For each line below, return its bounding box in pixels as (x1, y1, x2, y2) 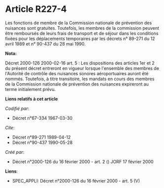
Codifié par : (5, 105, 30, 111)
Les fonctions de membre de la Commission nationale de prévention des (5, 20, 152, 26)
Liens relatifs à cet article (5, 95, 58, 102)
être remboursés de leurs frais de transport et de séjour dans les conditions (5, 30, 159, 36)
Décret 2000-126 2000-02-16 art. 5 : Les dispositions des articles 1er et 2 (5, 60, 155, 66)
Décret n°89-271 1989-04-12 (12, 134, 71, 140)
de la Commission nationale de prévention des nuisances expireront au (5, 81, 149, 87)
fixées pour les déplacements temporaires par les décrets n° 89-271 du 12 (5, 36, 155, 42)
